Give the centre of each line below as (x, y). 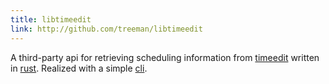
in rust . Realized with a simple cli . (79, 68)
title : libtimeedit (51, 19)
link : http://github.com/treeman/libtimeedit (106, 29)
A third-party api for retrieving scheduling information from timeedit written (165, 57)
